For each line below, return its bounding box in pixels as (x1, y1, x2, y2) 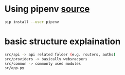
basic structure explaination (4, 36, 121, 47)
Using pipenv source (4, 3, 90, 15)
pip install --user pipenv (4, 19, 59, 24)
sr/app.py (4, 66, 25, 71)
